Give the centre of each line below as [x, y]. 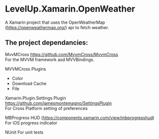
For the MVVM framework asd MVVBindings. [50, 60]
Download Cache [29, 83]
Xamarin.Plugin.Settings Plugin [36, 98]
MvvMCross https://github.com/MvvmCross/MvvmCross [62, 54]
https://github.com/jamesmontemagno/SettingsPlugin [58, 103]
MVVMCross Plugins [26, 69]
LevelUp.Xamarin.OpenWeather [70, 9]
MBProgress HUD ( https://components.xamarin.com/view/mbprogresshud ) [80, 118]
